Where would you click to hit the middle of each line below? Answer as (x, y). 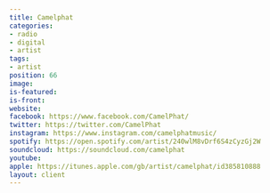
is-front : (28, 100)
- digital (28, 42)
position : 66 (33, 76)
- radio (24, 34)
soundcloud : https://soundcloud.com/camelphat (97, 149)
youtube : (25, 158)
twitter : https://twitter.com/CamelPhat (86, 125)
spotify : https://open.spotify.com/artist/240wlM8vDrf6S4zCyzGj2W (135, 141)
